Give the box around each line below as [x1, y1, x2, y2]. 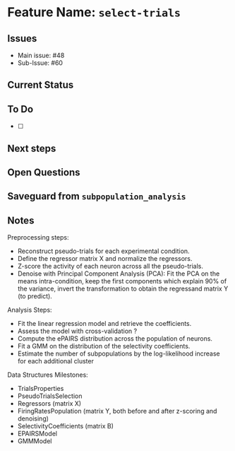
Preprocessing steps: [7, 233, 69, 242]
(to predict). [17, 292, 53, 300]
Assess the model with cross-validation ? [17, 327, 138, 336]
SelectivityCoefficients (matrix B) [17, 422, 114, 430]
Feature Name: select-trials [7, 4, 181, 20]
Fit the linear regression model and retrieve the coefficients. [17, 320, 192, 328]
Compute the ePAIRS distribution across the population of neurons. [17, 334, 213, 343]
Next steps [7, 142, 56, 154]
